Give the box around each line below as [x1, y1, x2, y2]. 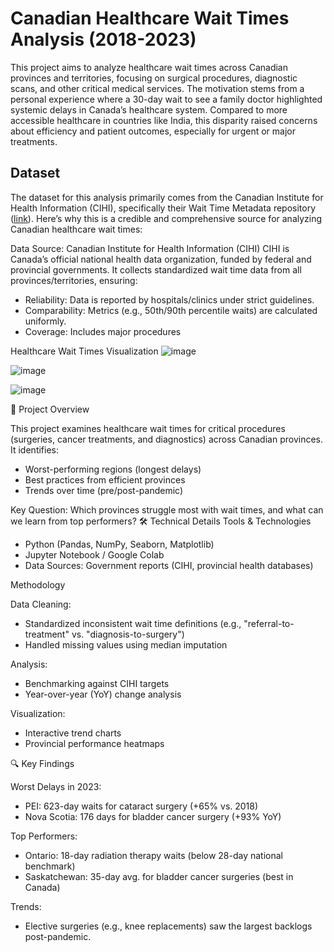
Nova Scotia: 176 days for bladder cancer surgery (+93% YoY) [24, 810, 282, 822]
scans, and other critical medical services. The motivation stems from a [10, 82, 305, 94]
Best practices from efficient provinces [24, 473, 186, 486]
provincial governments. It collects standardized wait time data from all [10, 263, 302, 276]
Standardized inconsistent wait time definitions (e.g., [24, 617, 242, 629]
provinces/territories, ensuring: [10, 274, 138, 286]
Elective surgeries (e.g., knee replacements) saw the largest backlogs [24, 920, 313, 932]
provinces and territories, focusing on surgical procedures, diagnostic [10, 72, 298, 84]
